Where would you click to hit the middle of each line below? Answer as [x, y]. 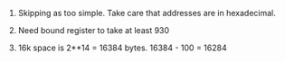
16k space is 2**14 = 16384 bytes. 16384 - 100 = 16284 [123, 48]
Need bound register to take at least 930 [94, 30]
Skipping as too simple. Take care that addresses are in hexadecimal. [147, 13]
